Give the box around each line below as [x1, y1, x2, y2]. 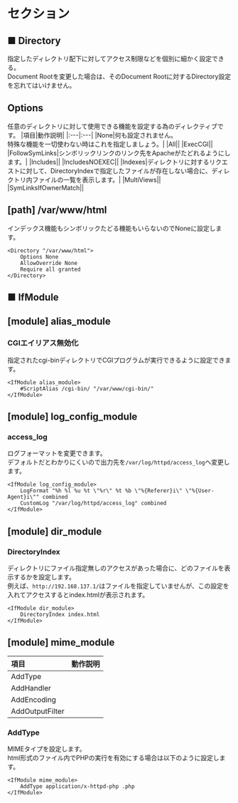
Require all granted [20, 266, 81, 273]
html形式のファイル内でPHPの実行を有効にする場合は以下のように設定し [7, 754, 220, 762]
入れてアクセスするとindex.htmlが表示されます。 [7, 591, 149, 599]
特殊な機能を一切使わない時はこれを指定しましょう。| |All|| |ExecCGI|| [7, 140, 213, 148]
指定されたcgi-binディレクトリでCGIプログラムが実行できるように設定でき [7, 356, 225, 364]
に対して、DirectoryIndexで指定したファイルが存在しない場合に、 [19, 166, 212, 175]
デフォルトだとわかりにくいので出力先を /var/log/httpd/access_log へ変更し [7, 458, 230, 467]
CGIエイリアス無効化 [7, 338, 79, 348]
